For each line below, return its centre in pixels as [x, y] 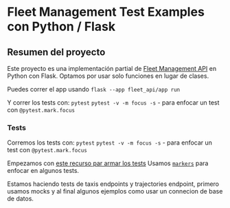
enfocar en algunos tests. [43, 171]
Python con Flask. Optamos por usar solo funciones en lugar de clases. [108, 76]
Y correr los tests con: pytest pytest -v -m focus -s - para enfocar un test [113, 103]
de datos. [21, 199]
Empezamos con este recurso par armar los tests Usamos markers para [108, 163]
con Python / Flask [61, 27]
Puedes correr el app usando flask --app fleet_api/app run [94, 89]
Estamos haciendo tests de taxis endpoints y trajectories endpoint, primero [113, 184]
